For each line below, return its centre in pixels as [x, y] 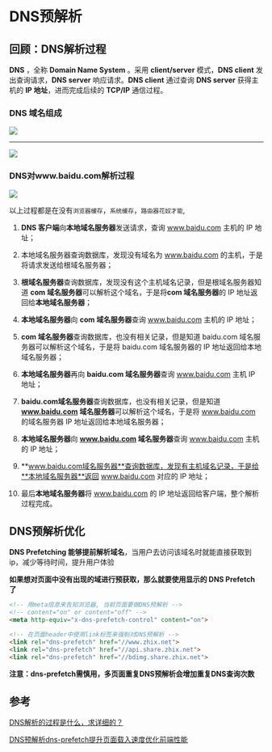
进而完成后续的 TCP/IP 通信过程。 [111, 90]
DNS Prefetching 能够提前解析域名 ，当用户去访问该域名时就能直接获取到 [131, 552]
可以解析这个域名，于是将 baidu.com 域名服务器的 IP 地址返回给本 [145, 346]
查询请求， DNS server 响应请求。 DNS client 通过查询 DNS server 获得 [134, 80]
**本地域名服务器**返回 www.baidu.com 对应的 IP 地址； [115, 476]
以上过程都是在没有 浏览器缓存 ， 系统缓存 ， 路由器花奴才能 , [97, 210]
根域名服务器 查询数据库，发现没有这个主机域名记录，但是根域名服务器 [138, 282]
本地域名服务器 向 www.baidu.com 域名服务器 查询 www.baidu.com [132, 438]
